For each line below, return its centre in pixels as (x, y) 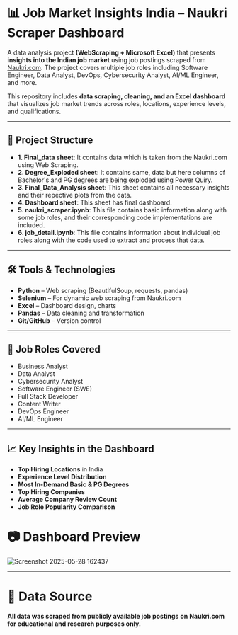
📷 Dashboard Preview (74, 537)
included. (31, 225)
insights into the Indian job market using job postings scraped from (107, 59)
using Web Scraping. (48, 165)
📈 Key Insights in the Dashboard (81, 448)
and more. (22, 82)
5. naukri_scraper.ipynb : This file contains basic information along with (122, 210)
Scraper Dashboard (66, 33)
